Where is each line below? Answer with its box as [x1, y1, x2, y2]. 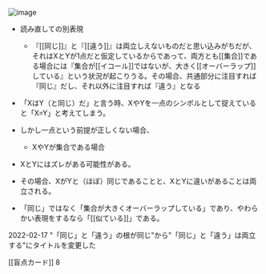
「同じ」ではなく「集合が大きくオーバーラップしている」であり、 [19, 203, 238, 212]
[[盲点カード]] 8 [8, 257, 61, 267]
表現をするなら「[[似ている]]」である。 [34, 213, 164, 223]
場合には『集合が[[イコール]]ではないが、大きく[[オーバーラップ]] [38, 61, 256, 71]
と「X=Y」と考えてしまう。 [19, 108, 111, 118]
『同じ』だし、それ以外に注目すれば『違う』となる [31, 81, 201, 91]
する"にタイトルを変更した [8, 240, 96, 250]
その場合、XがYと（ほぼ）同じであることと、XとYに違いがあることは [19, 176, 250, 186]
